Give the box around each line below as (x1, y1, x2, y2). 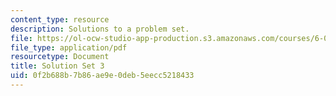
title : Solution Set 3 (10, 61, 105, 71)
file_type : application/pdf (10, 42, 128, 53)
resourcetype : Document (10, 52, 110, 62)
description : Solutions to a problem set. (10, 24, 190, 34)
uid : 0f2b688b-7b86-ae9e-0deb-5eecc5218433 (10, 71, 195, 81)
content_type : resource (10, 14, 110, 25)
